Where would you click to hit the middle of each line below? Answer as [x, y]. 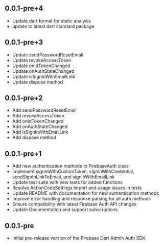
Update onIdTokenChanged [41, 66]
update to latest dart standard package [53, 26]
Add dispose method [34, 137]
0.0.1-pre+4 [24, 8]
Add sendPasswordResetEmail [44, 110]
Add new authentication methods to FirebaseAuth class [70, 166]
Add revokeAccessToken [38, 116]
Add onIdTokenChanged [38, 121]
